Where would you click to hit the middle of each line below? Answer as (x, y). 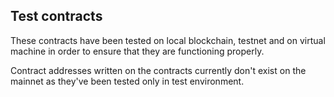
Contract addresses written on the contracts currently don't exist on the (158, 70)
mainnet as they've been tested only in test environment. (127, 81)
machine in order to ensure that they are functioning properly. (137, 51)
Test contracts (56, 16)
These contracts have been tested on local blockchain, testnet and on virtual (168, 40)
